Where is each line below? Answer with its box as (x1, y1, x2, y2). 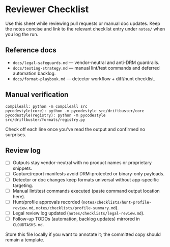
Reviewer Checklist (5, 4, 89, 15)
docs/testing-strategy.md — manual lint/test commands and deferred (12, 65, 160, 71)
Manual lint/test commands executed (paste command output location (12, 188, 160, 194)
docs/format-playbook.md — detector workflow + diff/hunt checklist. (12, 75, 155, 82)
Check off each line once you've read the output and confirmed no (5, 126, 146, 132)
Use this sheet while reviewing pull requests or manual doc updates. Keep (5, 20, 160, 26)
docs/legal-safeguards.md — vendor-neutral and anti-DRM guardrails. (12, 59, 159, 66)
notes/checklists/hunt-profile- (82, 200, 152, 205)
